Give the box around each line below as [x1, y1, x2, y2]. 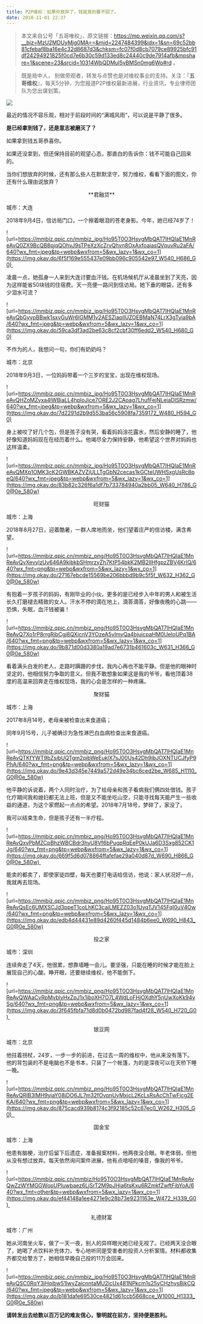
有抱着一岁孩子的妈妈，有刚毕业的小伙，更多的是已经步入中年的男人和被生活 [6, 590, 197, 597]
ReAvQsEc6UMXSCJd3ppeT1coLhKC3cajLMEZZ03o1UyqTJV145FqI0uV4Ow [6, 903, 196, 910]
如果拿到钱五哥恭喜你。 [6, 137, 65, 144]
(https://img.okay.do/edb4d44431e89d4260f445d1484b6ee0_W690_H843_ [6, 916, 196, 924]
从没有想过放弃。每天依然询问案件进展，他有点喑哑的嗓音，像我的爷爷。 [6, 1157, 186, 1164]
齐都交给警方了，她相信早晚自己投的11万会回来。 [6, 1254, 127, 1262]
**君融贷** [88, 190, 115, 198]
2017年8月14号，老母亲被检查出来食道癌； [6, 716, 112, 724]
